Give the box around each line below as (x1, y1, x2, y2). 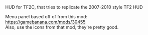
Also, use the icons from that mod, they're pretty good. (5, 24, 119, 30)
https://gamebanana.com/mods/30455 (5, 19, 86, 25)
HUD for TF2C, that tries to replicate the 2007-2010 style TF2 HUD (5, 4, 143, 10)
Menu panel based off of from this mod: (5, 14, 88, 19)
